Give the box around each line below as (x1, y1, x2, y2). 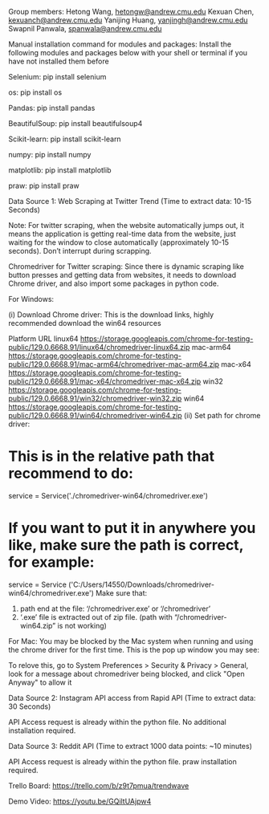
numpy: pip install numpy (8, 150, 92, 159)
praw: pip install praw (8, 181, 80, 190)
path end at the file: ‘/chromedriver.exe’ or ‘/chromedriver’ (19, 604, 211, 613)
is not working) (57, 621, 107, 630)
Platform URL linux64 (8, 334, 79, 344)
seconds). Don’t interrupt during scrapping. (8, 246, 152, 255)
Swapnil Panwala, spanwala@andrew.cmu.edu (8, 24, 162, 33)
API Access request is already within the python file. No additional (8, 717, 226, 726)
